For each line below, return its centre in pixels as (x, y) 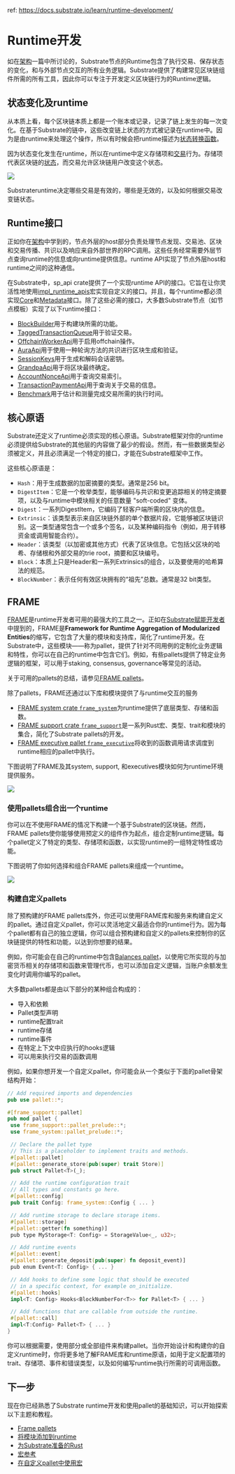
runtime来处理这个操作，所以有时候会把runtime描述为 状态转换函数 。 (124, 139)
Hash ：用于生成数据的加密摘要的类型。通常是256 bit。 (95, 483)
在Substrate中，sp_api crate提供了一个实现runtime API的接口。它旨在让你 (114, 282)
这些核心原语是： (32, 468)
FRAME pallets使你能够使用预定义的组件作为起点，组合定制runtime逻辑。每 (116, 834)
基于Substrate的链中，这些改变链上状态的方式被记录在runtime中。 (121, 129)
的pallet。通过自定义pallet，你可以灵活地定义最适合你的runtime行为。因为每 (117, 924)
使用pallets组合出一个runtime (58, 808)
